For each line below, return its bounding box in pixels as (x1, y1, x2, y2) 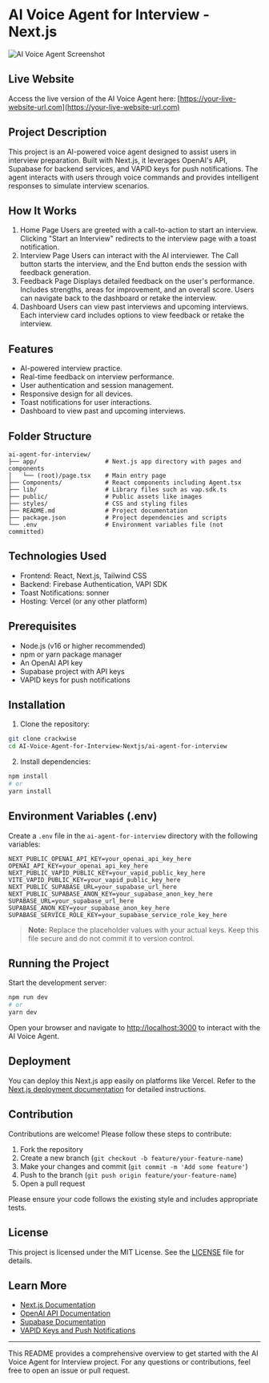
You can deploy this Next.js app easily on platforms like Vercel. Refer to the (8, 1076, 256, 1086)
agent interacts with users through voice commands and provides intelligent (8, 172, 259, 182)
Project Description (8, 126, 107, 140)
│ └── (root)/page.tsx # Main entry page (8, 471, 167, 479)
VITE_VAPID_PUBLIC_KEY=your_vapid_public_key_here (8, 875, 181, 884)
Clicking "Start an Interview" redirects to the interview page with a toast (19, 234, 257, 244)
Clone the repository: (19, 719, 90, 729)
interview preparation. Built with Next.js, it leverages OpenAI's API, (8, 155, 228, 165)
